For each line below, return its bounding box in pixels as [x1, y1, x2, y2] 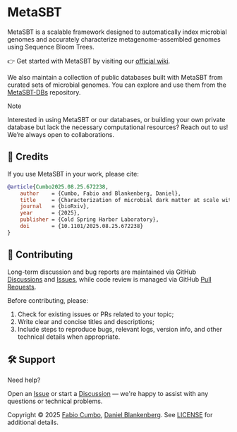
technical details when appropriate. [17, 332, 121, 341]
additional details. [7, 418, 59, 427]
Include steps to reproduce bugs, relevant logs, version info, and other [17, 325, 222, 333]
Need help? [7, 376, 41, 385]
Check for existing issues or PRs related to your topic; [17, 310, 174, 318]
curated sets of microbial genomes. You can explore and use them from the [7, 80, 227, 89]
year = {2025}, [20, 210, 80, 217]
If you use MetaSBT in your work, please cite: [7, 169, 139, 178]
